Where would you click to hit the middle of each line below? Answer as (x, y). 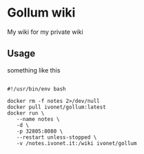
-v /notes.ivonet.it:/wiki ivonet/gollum (76, 143)
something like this (34, 70)
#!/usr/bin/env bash (37, 89)
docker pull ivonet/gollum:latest (57, 107)
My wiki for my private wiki (45, 32)
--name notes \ (38, 119)
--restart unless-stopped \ (56, 137)
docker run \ (26, 113)
